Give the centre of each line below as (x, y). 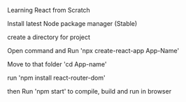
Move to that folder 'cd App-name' (57, 64)
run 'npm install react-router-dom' (57, 78)
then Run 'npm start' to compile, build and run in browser (90, 91)
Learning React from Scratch (49, 10)
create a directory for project (49, 37)
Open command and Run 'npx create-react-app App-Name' (93, 51)
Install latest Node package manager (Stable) (72, 23)
